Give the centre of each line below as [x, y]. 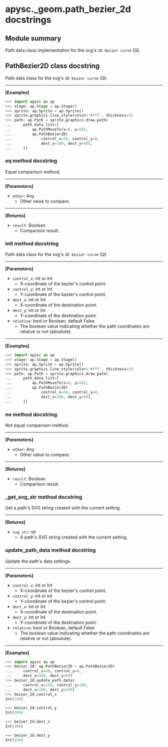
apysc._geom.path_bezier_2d [68, 9]
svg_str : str [24, 532]
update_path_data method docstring [50, 550]
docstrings [28, 20]
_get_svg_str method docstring [44, 497]
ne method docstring [31, 414]
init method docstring [32, 243]
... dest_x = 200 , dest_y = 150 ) [40, 689]
